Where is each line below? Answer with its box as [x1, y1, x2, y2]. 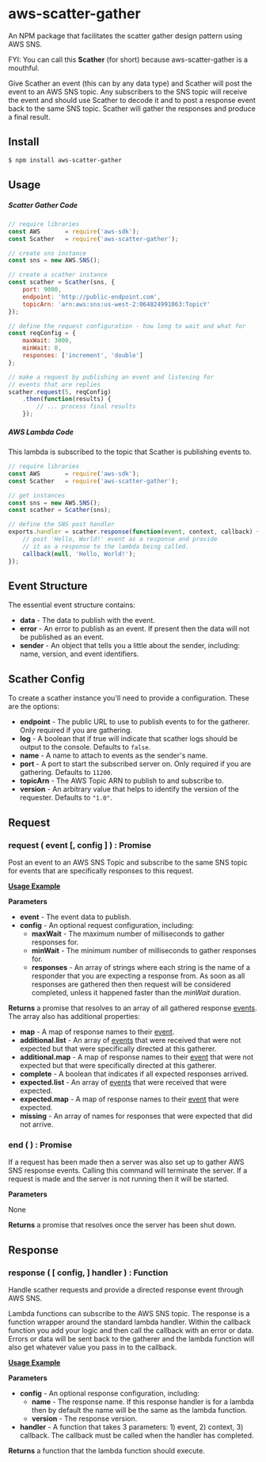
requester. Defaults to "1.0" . [19, 793, 112, 803]
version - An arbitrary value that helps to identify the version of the [19, 784, 239, 794]
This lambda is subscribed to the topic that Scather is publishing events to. [8, 447, 252, 456]
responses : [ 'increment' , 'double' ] [22, 352, 144, 360]
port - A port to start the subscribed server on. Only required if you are [19, 759, 252, 769]
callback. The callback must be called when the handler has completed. [19, 1430, 255, 1440]
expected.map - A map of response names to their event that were [19, 1094, 239, 1104]
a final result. [8, 112, 51, 121]
